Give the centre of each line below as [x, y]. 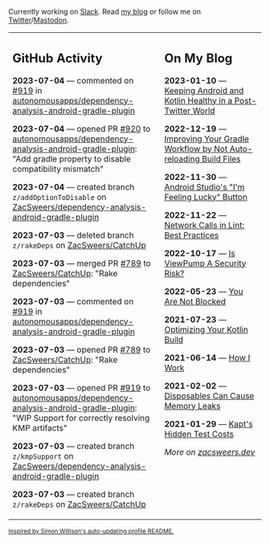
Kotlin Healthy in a [198, 100]
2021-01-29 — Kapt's [209, 423]
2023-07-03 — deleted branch [73, 235]
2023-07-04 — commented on [73, 80]
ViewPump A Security [205, 263]
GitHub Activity [57, 58]
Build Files [221, 158]
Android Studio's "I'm [205, 186]
